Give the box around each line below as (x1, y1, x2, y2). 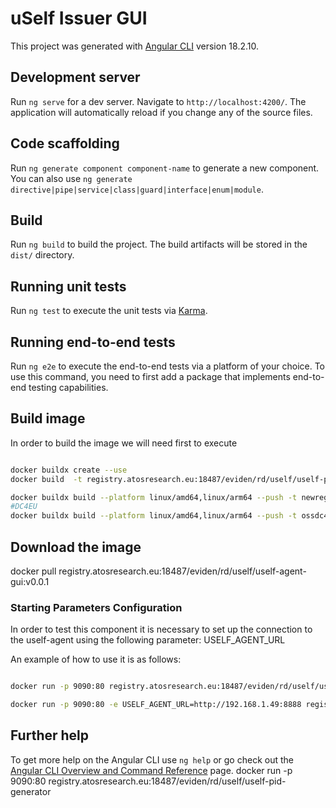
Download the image (10, 538, 142, 556)
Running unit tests (10, 278, 127, 295)
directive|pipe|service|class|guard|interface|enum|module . (10, 183, 264, 195)
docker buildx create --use (10, 465, 128, 475)
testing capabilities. (28, 382, 109, 393)
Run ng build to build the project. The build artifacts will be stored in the (10, 238, 308, 251)
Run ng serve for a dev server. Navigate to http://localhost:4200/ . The (10, 95, 307, 107)
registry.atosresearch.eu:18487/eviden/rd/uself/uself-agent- (58, 565, 307, 577)
